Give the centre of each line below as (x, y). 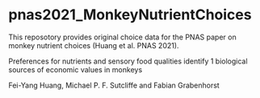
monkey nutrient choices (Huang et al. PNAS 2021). (94, 45)
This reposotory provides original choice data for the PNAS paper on (122, 37)
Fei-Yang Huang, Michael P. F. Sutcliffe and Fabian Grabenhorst (114, 85)
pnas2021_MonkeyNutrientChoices (130, 15)
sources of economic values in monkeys (75, 69)
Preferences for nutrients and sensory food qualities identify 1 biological (128, 61)
